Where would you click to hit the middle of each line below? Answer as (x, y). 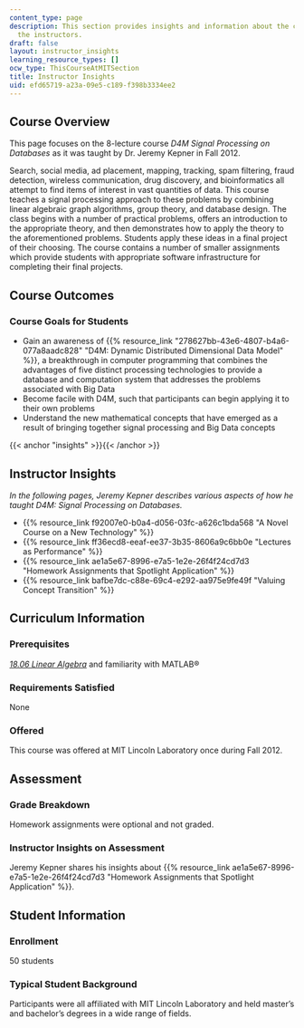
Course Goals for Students (69, 321)
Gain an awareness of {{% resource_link (98, 341)
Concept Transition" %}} (68, 590)
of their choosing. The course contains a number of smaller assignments (145, 248)
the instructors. (50, 34)
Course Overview (60, 122)
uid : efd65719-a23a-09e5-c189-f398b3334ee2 (93, 85)
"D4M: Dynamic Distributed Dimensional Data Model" (184, 351)
